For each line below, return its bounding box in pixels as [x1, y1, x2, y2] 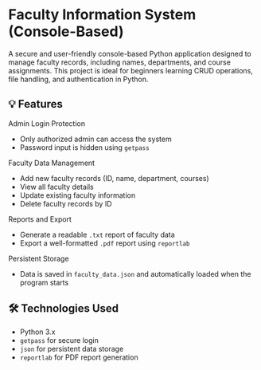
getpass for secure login [19, 335, 99, 344]
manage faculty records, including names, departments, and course [8, 57, 231, 67]
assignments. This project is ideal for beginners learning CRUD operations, [8, 65, 253, 75]
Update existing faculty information [19, 190, 136, 200]
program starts [19, 277, 69, 287]
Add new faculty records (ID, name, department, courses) [19, 173, 209, 183]
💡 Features [8, 97, 64, 111]
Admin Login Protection [8, 118, 86, 128]
